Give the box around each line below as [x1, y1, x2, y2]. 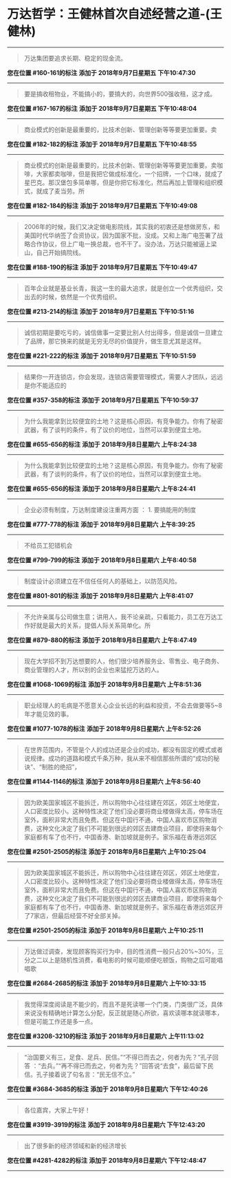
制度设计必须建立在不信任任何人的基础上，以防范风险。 [23, 577, 181, 585]
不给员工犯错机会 [23, 541, 73, 549]
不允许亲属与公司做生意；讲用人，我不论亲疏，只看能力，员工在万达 [23, 612, 217, 621]
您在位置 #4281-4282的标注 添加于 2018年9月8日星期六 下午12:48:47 [7, 1156, 207, 1164]
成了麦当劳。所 [42, 186, 85, 195]
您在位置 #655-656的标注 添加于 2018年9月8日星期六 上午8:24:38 [7, 440, 197, 448]
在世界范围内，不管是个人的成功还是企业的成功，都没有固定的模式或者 [23, 745, 223, 753]
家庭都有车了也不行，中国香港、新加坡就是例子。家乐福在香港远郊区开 [23, 903, 223, 911]
